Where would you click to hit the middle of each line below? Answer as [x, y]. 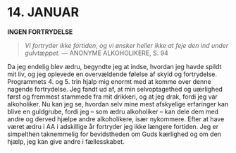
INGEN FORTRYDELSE [40, 32]
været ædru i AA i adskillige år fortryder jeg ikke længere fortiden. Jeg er [113, 126]
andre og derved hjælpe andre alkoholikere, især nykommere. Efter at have [116, 119]
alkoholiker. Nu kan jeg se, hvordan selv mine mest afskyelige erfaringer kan [118, 104]
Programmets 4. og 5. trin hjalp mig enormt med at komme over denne [109, 81]
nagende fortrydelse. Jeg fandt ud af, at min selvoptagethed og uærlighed [115, 89]
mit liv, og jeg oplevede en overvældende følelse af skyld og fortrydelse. [112, 74]
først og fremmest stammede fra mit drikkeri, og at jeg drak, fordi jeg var [113, 97]
